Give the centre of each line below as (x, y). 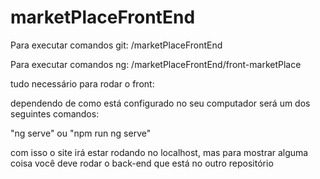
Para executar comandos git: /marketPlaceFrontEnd (116, 45)
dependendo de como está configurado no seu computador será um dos (160, 103)
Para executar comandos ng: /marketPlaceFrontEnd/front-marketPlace (156, 64)
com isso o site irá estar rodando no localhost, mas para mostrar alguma (159, 152)
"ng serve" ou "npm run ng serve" (81, 133)
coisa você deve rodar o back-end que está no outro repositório (142, 163)
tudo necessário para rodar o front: (82, 83)
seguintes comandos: (55, 113)
